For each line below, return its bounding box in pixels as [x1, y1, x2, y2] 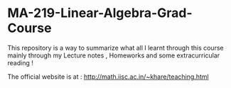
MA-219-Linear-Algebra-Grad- [7, 5, 193, 21]
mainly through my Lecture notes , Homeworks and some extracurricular [7, 51, 220, 60]
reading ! [7, 58, 33, 67]
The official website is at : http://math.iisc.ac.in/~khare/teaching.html [7, 72, 209, 81]
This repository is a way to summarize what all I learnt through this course [7, 43, 224, 52]
